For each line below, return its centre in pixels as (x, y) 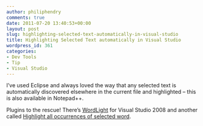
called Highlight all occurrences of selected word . (69, 116)
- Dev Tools (21, 57)
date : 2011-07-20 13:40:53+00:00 (49, 23)
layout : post (23, 29)
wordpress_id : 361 (30, 46)
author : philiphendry (34, 12)
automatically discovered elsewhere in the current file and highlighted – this (101, 92)
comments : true (26, 18)
